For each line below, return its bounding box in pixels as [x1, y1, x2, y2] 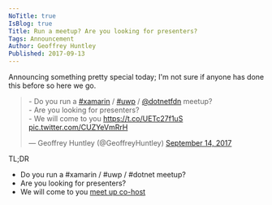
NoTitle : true [8, 11, 57, 20]
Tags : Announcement [8, 34, 75, 43]
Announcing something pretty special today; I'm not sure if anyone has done [8, 72, 265, 81]
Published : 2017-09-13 [8, 50, 85, 58]
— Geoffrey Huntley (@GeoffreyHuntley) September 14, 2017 [28, 138, 232, 147]
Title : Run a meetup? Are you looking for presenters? [8, 27, 198, 35]
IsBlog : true [8, 20, 53, 28]
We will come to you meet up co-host [19, 187, 146, 196]
